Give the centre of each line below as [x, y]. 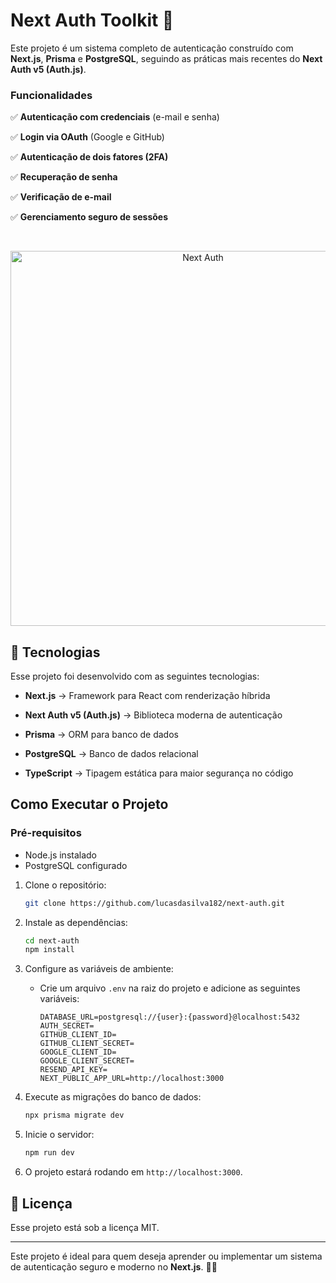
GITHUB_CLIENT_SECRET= [87, 1044]
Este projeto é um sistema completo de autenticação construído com [152, 48]
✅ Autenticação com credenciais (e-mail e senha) [115, 117]
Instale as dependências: [76, 922]
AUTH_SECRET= [67, 1026]
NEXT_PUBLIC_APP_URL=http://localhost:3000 [132, 1079]
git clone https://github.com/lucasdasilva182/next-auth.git [155, 903]
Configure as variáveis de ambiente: [99, 969]
